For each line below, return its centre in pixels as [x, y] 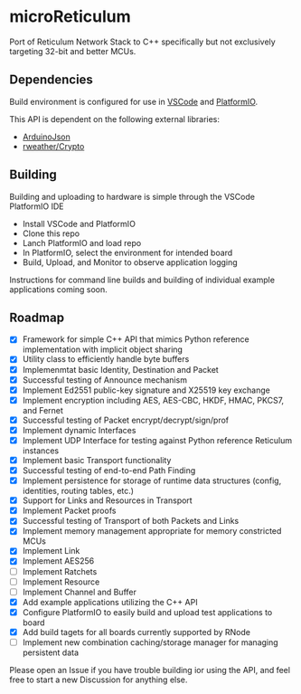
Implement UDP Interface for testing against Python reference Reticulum [157, 440]
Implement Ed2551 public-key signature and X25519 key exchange [146, 390]
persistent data [51, 652]
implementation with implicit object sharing [103, 349]
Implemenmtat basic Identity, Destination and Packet [120, 369]
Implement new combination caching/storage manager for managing [150, 642]
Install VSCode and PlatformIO [79, 223]
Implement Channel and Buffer [80, 592]
